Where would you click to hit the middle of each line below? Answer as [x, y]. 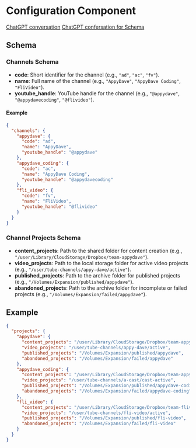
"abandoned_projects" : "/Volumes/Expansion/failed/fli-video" [99, 424]
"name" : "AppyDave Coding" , [56, 174]
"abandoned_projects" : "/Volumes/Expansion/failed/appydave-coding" [106, 391]
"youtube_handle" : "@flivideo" [60, 206]
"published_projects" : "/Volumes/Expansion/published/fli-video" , [104, 418]
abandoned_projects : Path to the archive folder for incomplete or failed [101, 288]
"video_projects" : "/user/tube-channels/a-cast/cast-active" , [99, 380]
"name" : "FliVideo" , [46, 202]
